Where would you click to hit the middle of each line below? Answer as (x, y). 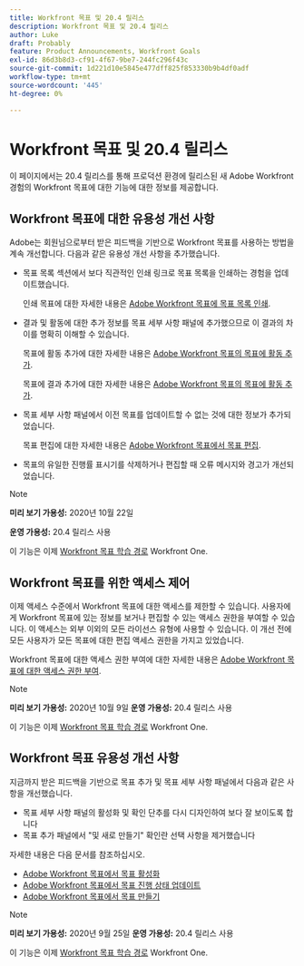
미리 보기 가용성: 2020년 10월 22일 (72, 512)
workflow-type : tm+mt (50, 77)
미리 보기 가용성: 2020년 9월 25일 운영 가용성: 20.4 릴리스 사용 (122, 933)
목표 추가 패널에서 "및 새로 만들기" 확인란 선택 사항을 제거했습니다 (139, 834)
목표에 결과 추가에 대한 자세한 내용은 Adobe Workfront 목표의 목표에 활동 (152, 384)
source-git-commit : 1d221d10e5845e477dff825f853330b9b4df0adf (129, 69)
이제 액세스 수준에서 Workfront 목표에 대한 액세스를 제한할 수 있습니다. (135, 606)
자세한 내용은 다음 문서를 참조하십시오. (77, 854)
